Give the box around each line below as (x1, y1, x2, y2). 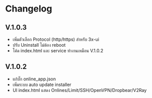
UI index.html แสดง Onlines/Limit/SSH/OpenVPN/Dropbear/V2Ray (12, 87, 147, 93)
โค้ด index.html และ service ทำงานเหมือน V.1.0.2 (12, 48, 104, 53)
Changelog (5, 3, 52, 15)
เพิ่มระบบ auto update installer (12, 81, 71, 87)
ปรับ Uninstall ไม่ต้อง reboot (12, 42, 66, 48)
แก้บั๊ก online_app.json (12, 76, 56, 82)
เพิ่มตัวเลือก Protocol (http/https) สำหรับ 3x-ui (12, 36, 100, 42)
